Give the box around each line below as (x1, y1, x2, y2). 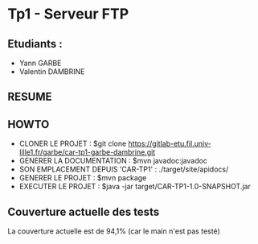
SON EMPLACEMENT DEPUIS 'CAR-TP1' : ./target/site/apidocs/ (18, 164, 229, 174)
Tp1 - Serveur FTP (7, 5, 129, 23)
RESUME (7, 90, 52, 104)
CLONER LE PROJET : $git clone (18, 139, 127, 149)
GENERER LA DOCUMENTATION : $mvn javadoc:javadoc (18, 156, 208, 166)
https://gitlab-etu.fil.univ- (128, 139, 212, 149)
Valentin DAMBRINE (18, 67, 85, 77)
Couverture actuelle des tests (7, 205, 160, 218)
